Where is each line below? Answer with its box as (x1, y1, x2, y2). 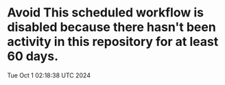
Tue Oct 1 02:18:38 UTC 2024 (7, 71, 91, 80)
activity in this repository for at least (7, 34, 219, 49)
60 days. (7, 49, 59, 64)
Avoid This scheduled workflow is (7, 5, 204, 21)
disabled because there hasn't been (7, 19, 216, 35)
